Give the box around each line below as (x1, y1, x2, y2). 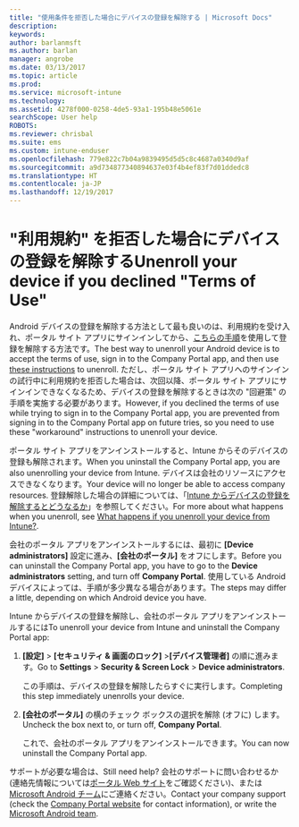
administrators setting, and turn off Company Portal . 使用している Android (9, 570, 287, 582)
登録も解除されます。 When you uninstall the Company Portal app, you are (9, 456, 281, 466)
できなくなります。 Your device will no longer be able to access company (16, 478, 286, 489)
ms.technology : (9, 96, 66, 106)
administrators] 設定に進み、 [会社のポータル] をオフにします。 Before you (9, 550, 282, 560)
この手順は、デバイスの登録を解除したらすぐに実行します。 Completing (21, 680, 283, 691)
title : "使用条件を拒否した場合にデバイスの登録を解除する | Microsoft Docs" (9, 13, 273, 22)
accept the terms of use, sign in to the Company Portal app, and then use (9, 353, 279, 363)
